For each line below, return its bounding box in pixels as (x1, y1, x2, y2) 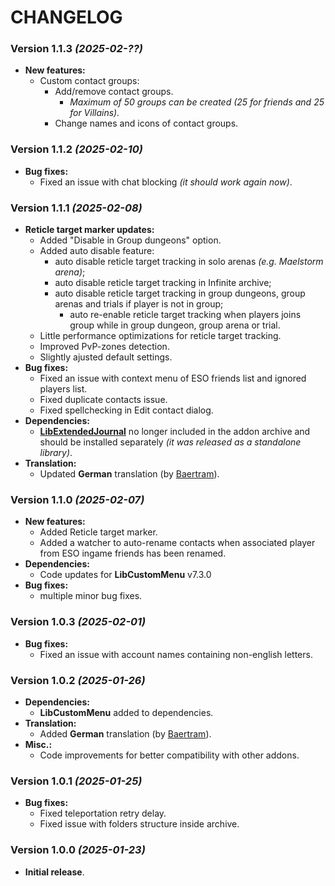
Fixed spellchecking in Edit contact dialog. (39, 404, 214, 416)
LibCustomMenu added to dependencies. (39, 706, 214, 718)
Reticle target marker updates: (24, 224, 155, 236)
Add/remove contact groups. (54, 86, 174, 98)
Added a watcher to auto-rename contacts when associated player (39, 537, 316, 549)
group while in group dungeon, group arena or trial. (69, 319, 281, 331)
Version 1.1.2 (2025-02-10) (10, 142, 143, 156)
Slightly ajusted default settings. (39, 351, 173, 363)
